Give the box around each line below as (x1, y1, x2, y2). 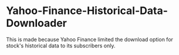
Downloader (6, 16, 67, 30)
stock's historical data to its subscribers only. (6, 42, 116, 49)
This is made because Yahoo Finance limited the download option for (6, 36, 173, 43)
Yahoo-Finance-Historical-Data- (6, 4, 168, 18)
